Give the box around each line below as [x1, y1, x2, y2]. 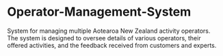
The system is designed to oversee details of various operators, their [7, 33, 201, 42]
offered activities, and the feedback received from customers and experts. [7, 41, 217, 49]
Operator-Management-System [7, 4, 192, 20]
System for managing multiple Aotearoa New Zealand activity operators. [7, 27, 211, 35]
